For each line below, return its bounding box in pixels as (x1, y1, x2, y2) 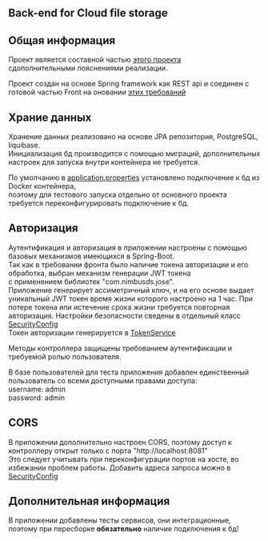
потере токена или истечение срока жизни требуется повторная (8, 302, 230, 311)
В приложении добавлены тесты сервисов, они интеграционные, (8, 515, 232, 525)
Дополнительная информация (8, 495, 170, 508)
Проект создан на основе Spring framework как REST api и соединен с (8, 79, 250, 89)
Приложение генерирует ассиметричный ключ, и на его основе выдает (8, 285, 254, 295)
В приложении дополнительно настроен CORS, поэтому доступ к (8, 437, 232, 447)
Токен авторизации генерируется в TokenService (8, 327, 176, 337)
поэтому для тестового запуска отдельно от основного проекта (8, 190, 228, 199)
